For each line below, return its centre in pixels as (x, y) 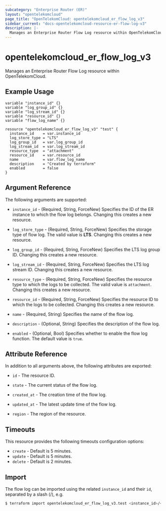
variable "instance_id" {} (33, 103)
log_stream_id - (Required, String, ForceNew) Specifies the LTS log (81, 264)
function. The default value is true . (48, 338)
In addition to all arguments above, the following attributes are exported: (79, 366)
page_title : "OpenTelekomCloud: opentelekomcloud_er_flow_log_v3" (75, 19)
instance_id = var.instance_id (45, 133)
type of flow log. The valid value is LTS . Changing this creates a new (82, 234)
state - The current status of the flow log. (55, 385)
